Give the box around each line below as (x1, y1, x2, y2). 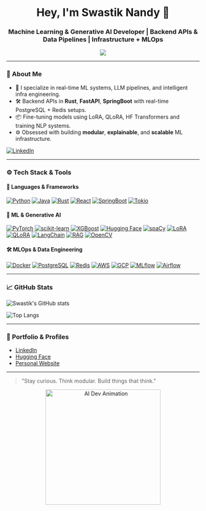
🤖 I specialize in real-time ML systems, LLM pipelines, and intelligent (15, 84, 188, 91)
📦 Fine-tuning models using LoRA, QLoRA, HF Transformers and (15, 113, 180, 121)
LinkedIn (15, 346, 37, 354)
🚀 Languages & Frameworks (6, 183, 79, 191)
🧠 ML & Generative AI (6, 211, 61, 218)
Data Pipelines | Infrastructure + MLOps (42, 35, 164, 44)
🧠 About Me (6, 70, 42, 79)
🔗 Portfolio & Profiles (6, 332, 69, 341)
